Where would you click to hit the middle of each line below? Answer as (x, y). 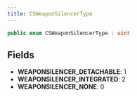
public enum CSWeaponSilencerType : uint (69, 33)
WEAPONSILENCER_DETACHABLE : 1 (72, 72)
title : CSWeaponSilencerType (50, 14)
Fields (21, 54)
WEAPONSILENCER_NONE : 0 (61, 87)
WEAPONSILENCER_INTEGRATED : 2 (72, 79)
